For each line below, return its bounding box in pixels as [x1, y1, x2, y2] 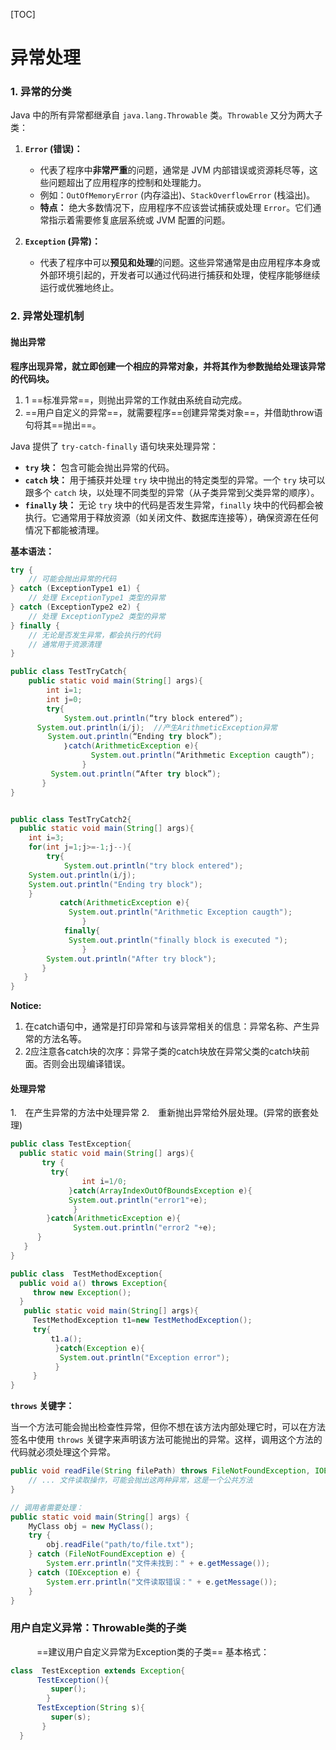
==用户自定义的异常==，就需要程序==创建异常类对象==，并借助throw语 [24, 406, 323, 418]
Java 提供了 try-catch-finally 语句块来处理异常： [10, 440, 219, 452]
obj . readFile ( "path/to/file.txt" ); [46, 1540, 195, 1550]
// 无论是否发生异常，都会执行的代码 [28, 630, 162, 640]
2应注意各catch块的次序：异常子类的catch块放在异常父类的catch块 [24, 1045, 302, 1058]
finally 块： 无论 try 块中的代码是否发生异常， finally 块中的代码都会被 [24, 499, 324, 511]
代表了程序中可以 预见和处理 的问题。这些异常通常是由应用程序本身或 [39, 257, 321, 269]
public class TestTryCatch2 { [10, 814, 132, 824]
